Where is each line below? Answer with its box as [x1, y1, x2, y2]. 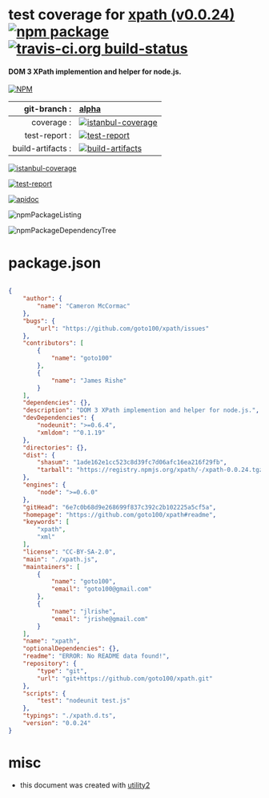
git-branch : [23, 103, 72, 115]
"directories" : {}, [22, 443, 88, 452]
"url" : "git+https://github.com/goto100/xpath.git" [37, 675, 214, 683]
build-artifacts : [12, 143, 72, 154]
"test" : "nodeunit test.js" [37, 697, 130, 705]
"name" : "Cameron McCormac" [37, 302, 130, 310]
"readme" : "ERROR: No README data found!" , [22, 652, 171, 660]
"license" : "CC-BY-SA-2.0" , [22, 547, 116, 556]
